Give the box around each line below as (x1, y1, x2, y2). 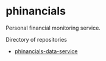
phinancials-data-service (14, 47, 78, 55)
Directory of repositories (5, 36, 68, 43)
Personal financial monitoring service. (5, 24, 101, 31)
